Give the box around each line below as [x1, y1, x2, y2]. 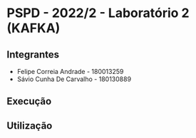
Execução [6, 95, 52, 107]
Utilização [6, 120, 53, 132]
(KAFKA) [6, 20, 61, 36]
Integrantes [6, 48, 60, 60]
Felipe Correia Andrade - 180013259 [16, 68, 124, 75]
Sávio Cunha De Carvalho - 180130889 [16, 75, 132, 83]
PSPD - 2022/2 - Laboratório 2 [6, 5, 190, 21]
